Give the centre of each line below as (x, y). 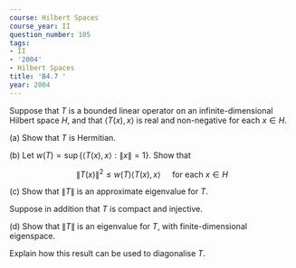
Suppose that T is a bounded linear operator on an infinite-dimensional (141, 110)
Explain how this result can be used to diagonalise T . (108, 254)
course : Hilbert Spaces (54, 18)
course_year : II (40, 26)
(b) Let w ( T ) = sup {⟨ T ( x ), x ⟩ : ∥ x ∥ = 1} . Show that (100, 155)
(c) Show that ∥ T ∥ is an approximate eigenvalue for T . (109, 191)
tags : (19, 43)
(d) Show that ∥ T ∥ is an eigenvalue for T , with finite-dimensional (128, 226)
